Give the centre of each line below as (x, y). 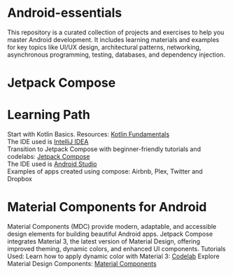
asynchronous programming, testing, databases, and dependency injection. (116, 55)
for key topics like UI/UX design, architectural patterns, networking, (104, 47)
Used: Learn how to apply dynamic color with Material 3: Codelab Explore (113, 256)
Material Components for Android (107, 207)
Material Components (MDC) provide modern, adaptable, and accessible (112, 226)
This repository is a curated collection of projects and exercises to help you (116, 32)
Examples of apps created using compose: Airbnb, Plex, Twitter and (105, 171)
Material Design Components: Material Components (82, 263)
